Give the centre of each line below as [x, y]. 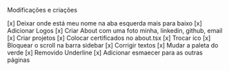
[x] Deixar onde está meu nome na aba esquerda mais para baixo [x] [104, 23]
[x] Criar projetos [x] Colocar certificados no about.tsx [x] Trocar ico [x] [109, 38]
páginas [19, 60]
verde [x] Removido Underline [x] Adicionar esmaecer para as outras [105, 52]
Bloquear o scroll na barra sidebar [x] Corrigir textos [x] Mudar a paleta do [113, 45]
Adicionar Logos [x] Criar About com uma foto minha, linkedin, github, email [115, 31]
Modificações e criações [42, 10]
